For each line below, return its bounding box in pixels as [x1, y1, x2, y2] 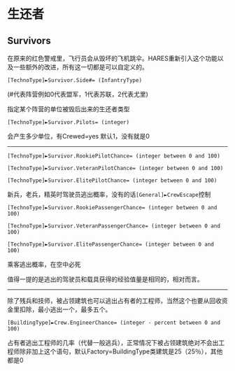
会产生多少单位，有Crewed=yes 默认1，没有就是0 [7, 132, 150, 140]
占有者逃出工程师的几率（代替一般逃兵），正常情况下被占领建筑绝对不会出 [7, 339, 219, 346]
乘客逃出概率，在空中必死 [7, 260, 81, 268]
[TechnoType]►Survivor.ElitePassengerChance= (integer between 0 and [7, 241, 215, 248]
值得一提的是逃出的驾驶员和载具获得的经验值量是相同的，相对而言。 [7, 275, 204, 283]
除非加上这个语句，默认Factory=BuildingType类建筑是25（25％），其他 [19, 347, 223, 356]
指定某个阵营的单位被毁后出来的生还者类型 [7, 105, 130, 113]
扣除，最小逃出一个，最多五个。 [19, 305, 112, 314]
